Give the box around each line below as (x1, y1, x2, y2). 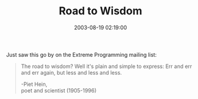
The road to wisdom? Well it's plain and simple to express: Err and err (20, 63, 193, 70)
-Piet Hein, (20, 81, 48, 88)
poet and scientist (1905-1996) (20, 86, 97, 94)
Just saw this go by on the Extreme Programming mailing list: (6, 51, 157, 58)
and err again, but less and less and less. (20, 69, 122, 76)
